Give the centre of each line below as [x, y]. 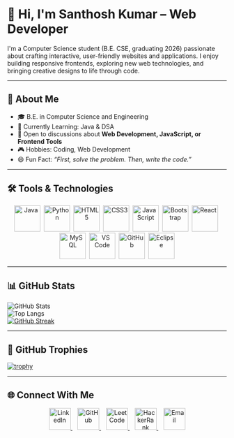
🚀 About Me [33, 100]
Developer [38, 29]
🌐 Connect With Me [51, 395]
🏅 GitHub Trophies [48, 350]
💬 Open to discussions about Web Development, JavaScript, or [109, 134]
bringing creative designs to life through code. [73, 71]
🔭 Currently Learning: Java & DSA [66, 126]
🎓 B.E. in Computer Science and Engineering [83, 116]
